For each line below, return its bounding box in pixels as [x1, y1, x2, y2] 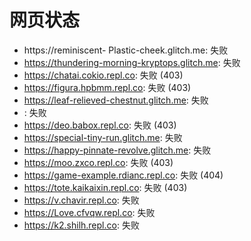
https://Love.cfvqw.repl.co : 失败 [23, 206, 156, 218]
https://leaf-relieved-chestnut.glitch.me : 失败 [23, 94, 209, 106]
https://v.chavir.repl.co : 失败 [23, 194, 140, 206]
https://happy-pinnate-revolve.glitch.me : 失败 [23, 144, 212, 156]
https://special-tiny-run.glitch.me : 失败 [23, 131, 183, 143]
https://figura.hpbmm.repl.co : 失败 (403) [23, 81, 192, 93]
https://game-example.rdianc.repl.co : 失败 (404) [23, 169, 224, 181]
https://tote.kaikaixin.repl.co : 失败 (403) [23, 181, 188, 193]
